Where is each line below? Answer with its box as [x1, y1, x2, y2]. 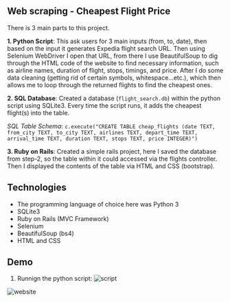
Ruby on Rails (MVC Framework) [16, 214, 109, 222]
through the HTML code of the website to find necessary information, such [7, 58, 219, 67]
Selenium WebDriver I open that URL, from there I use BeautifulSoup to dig [7, 51, 218, 60]
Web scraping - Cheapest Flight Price [7, 5, 171, 17]
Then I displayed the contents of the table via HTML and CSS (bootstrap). [7, 161, 215, 170]
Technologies [7, 182, 67, 194]
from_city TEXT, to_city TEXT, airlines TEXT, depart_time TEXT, [7, 129, 198, 136]
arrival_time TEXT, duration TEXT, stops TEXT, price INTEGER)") [7, 135, 198, 142]
